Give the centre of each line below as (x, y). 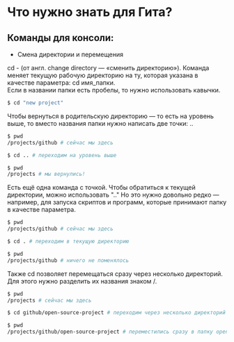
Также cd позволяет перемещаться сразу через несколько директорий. (115, 274)
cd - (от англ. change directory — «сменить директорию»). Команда (108, 68)
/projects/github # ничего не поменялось (68, 260)
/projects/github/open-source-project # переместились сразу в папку (110, 332)
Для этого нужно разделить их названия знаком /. (82, 281)
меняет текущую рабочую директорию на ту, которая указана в (103, 75)
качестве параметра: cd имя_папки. (61, 83)
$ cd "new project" (36, 103)
